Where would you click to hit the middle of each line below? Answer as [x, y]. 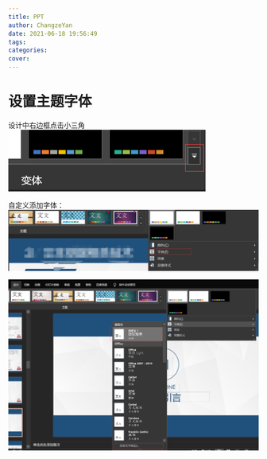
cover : [19, 59]
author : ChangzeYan [41, 25]
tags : [17, 42]
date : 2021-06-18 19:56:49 [53, 33]
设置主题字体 [50, 101]
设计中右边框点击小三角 [46, 125]
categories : [28, 51]
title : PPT [26, 17]
